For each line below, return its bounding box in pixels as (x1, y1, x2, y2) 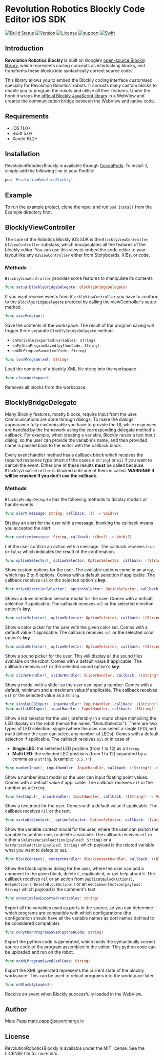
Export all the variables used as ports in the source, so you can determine (5, 905, 153, 911)
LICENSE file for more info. (5, 1051, 59, 1057)
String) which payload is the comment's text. (5, 887, 97, 892)
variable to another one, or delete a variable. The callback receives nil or (5, 832, 153, 838)
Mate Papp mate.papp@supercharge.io (5, 1018, 84, 1024)
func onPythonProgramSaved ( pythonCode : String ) (5, 930, 104, 935)
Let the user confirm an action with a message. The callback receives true (5, 543, 155, 549)
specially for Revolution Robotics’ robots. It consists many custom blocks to (5, 82, 157, 88)
